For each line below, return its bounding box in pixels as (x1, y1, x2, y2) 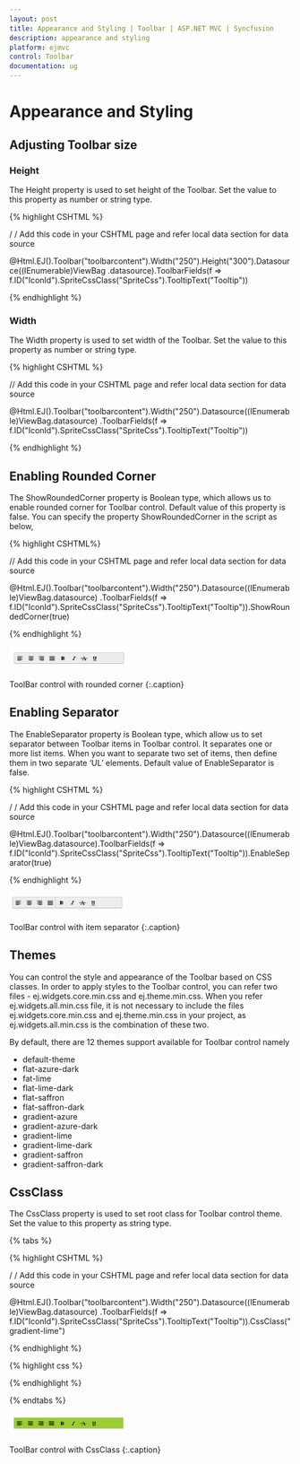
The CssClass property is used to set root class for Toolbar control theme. (9, 1208, 283, 1219)
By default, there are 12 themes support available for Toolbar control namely (9, 1036, 290, 1047)
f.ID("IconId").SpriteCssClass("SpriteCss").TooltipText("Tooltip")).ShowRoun (9, 601, 291, 612)
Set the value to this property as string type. (9, 1218, 172, 1229)
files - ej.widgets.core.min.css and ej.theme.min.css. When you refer (9, 990, 263, 1001)
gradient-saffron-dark (21, 1158, 104, 1170)
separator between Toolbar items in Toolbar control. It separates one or (9, 738, 273, 749)
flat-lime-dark (21, 1082, 74, 1094)
